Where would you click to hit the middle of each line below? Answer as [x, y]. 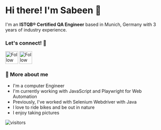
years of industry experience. [36, 29]
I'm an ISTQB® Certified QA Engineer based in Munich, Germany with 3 [81, 24]
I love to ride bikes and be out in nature [54, 107]
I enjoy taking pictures [36, 112]
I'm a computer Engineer [38, 85]
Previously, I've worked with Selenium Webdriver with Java [75, 102]
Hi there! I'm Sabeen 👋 [53, 10]
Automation [25, 96]
